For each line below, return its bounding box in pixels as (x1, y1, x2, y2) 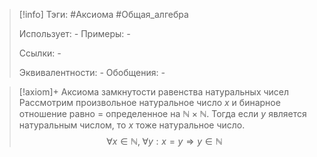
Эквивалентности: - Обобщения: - (18, 67, 166, 78)
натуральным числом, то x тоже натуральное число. (18, 119, 246, 131)
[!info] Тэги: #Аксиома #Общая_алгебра (18, 9, 189, 20)
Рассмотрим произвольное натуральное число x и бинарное (18, 97, 281, 108)
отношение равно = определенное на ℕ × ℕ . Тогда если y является (18, 108, 307, 119)
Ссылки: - (18, 47, 62, 59)
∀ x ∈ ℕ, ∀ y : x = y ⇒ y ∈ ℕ (106, 135, 223, 147)
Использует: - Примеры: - (18, 28, 131, 39)
